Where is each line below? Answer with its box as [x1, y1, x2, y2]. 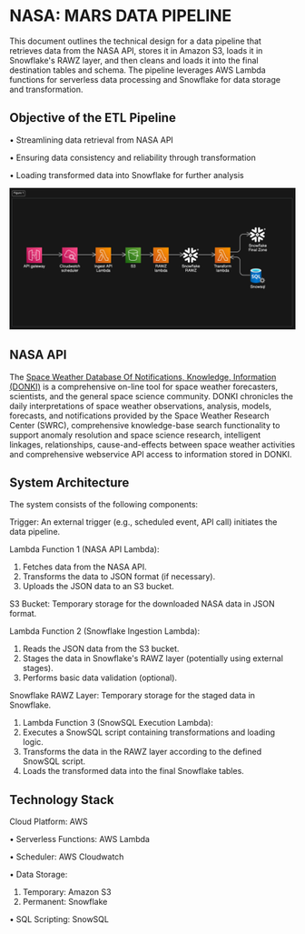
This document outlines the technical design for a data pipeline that [9, 35, 261, 46]
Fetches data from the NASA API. [22, 561, 147, 573]
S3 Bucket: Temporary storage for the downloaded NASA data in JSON [9, 598, 275, 609]
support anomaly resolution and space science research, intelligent [9, 429, 261, 440]
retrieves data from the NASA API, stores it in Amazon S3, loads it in [9, 45, 263, 55]
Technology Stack [9, 792, 114, 808]
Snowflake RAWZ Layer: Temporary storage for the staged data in [9, 690, 256, 701]
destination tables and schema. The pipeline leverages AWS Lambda [9, 65, 266, 75]
